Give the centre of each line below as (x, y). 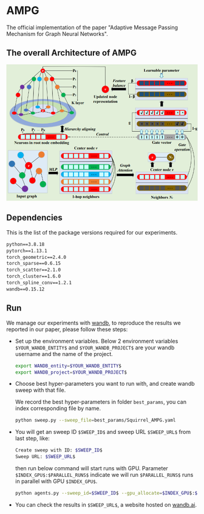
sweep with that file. (40, 390)
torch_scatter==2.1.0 (34, 270)
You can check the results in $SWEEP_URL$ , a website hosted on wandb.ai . (106, 504)
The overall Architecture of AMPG (71, 53)
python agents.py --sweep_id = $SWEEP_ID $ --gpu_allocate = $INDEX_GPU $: (105, 493)
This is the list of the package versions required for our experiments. (92, 232)
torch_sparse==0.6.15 (34, 264)
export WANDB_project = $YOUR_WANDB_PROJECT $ (71, 372)
